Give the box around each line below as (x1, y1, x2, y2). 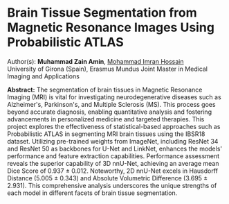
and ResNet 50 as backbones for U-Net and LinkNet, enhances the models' (7, 144, 223, 153)
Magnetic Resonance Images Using (7, 19, 214, 35)
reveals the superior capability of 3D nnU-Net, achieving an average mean (7, 159, 219, 167)
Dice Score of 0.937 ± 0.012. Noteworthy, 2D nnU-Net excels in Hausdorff (7, 167, 218, 175)
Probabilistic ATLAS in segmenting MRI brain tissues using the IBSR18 (7, 130, 205, 138)
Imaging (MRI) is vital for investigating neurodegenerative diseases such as (7, 92, 221, 101)
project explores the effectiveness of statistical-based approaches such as (7, 122, 221, 130)
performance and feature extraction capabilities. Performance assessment (7, 151, 220, 160)
